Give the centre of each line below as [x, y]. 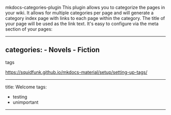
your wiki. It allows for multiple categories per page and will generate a [79, 13]
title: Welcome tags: [26, 87]
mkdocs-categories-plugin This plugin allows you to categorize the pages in [85, 7]
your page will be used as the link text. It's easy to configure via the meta [82, 24]
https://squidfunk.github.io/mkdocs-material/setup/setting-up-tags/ [76, 72]
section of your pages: [29, 29]
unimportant [25, 102]
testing [20, 97]
